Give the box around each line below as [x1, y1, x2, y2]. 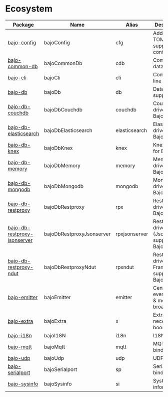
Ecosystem [5, 3, 53, 15]
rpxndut [115, 263, 134, 271]
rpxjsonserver [115, 230, 148, 237]
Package [12, 21, 34, 28]
